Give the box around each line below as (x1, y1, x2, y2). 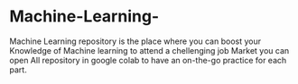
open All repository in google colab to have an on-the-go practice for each (9, 55, 287, 65)
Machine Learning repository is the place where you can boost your (9, 36, 262, 46)
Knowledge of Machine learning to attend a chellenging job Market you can (9, 45, 290, 55)
